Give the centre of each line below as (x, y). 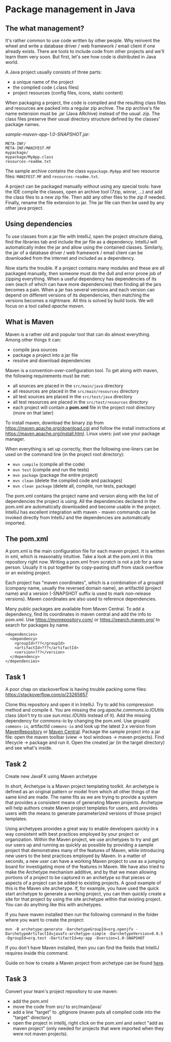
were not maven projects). (40, 1034)
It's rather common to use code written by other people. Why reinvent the (83, 40)
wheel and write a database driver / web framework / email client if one (80, 46)
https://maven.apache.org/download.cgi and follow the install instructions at (86, 428)
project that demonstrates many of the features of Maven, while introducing (85, 851)
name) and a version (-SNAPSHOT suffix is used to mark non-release (78, 594)
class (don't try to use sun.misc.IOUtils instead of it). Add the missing (78, 715)
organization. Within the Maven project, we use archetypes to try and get (82, 840)
